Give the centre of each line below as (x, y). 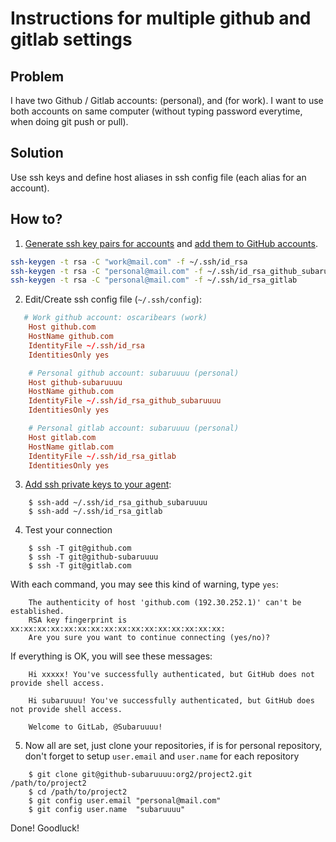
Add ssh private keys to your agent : (98, 484)
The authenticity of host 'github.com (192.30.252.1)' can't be (165, 603)
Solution (37, 153)
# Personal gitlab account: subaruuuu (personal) (134, 428)
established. (37, 612)
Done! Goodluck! (45, 828)
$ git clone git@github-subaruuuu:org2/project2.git (140, 775)
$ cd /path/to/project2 (78, 792)
